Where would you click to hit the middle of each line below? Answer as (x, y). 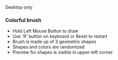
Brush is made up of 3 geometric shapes (54, 41)
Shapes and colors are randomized (48, 47)
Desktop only (19, 7)
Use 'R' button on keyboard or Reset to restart (60, 36)
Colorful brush (23, 20)
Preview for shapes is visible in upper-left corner (62, 52)
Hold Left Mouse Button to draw (45, 31)
